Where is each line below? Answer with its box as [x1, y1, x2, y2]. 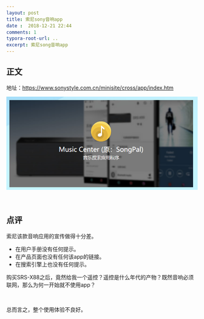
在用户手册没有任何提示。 [15, 245, 80, 253]
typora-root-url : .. [6, 35, 59, 42]
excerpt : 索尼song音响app [6, 42, 69, 48]
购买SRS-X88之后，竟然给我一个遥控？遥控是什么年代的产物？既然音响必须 [6, 273, 194, 281]
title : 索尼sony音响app [6, 16, 63, 23]
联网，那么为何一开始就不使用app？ [6, 281, 96, 289]
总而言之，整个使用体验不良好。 [6, 306, 86, 313]
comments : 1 [6, 29, 36, 35]
